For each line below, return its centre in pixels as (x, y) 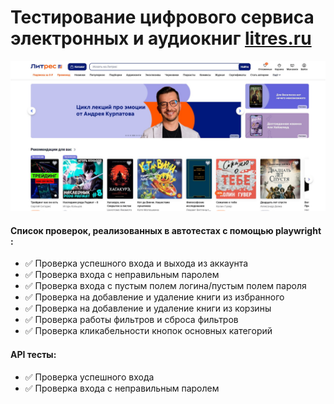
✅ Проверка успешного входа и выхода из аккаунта (136, 263)
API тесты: (33, 354)
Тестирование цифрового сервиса (162, 17)
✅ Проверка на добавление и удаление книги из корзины (148, 308)
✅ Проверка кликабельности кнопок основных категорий (148, 331)
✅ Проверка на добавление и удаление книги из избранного (154, 297)
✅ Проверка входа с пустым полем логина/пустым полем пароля (165, 286)
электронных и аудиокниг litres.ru (161, 38)
